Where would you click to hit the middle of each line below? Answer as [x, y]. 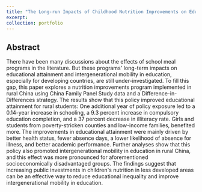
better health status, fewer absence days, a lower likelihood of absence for [99, 138]
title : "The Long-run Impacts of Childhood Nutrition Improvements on [96, 12]
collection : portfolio [35, 23]
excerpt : [17, 17]
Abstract [23, 47]
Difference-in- [159, 94]
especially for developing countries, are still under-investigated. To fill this [98, 81]
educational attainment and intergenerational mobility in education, [89, 74]
